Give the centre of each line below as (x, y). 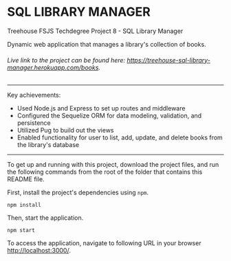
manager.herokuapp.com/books (53, 67)
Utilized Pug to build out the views (65, 130)
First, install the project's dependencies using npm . (78, 192)
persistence (34, 123)
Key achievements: (34, 95)
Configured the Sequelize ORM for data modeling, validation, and (109, 116)
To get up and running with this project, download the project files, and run (113, 165)
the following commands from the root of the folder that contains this (105, 172)
